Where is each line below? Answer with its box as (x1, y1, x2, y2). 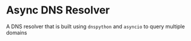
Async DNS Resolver (6, 4, 111, 17)
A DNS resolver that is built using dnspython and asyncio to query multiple (6, 23, 185, 30)
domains (6, 29, 28, 36)
